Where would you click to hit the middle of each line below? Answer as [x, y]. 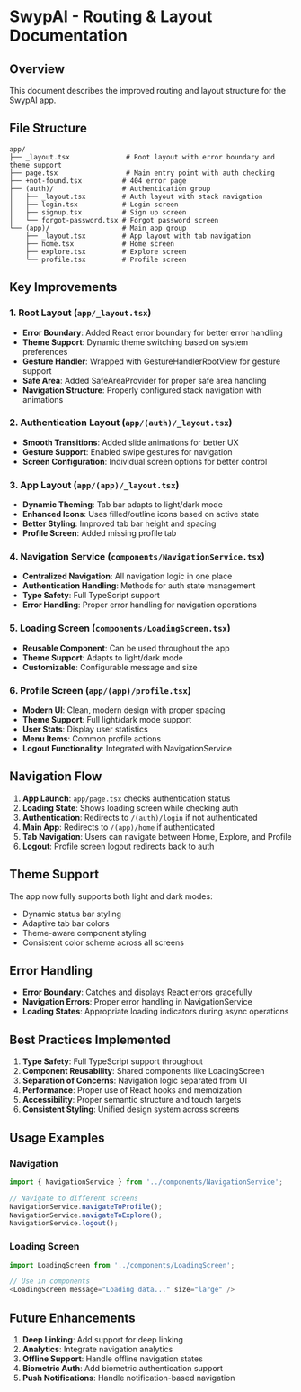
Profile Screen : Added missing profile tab [99, 533]
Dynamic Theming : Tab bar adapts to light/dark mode [122, 505]
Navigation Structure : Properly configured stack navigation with [142, 390]
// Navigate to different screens [74, 1198]
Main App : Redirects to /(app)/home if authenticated [119, 827]
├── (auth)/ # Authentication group [110, 188]
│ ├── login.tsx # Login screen [94, 205]
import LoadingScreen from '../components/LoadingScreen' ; [122, 1265]
